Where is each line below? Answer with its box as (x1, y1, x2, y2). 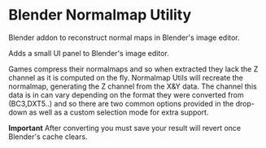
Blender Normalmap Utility (8, 6, 192, 24)
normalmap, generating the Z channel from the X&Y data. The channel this (8, 81, 258, 91)
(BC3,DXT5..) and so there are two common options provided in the (8, 98, 234, 108)
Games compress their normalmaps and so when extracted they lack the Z (8, 63, 259, 74)
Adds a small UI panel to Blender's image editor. (8, 48, 169, 58)
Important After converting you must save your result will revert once (8, 123, 242, 133)
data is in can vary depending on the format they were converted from (8, 89, 244, 99)
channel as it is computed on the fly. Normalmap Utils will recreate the (8, 72, 244, 82)
